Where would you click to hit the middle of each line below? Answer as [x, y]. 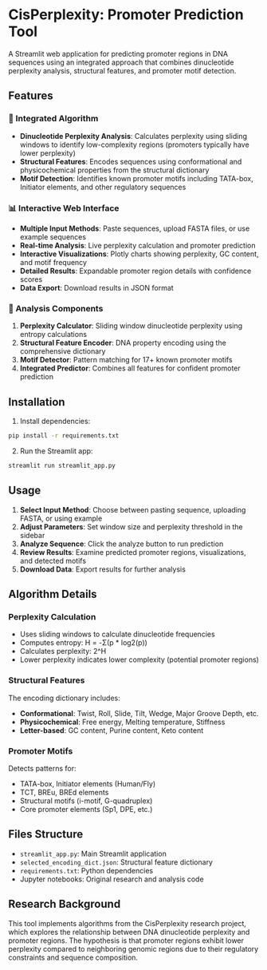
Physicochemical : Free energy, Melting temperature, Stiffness [122, 722]
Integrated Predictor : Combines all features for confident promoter [130, 368]
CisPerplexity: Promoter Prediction [126, 15]
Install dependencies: [55, 422]
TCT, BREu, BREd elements [64, 792]
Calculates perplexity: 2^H [63, 651]
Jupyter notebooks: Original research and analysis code [112, 879]
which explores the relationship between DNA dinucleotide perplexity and [129, 932]
